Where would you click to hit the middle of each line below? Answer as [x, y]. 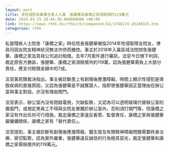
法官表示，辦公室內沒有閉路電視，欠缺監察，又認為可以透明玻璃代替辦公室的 [84, 102]
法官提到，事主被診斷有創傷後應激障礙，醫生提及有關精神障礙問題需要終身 [82, 132]
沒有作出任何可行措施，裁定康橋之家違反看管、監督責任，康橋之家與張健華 [87, 115]
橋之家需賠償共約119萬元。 [33, 144]
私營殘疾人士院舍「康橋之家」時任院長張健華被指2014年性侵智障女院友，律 [83, 44]
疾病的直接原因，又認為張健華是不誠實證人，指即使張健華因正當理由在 [82, 85]
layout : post [19, 10]
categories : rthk [23, 29]
